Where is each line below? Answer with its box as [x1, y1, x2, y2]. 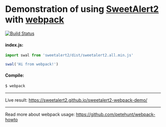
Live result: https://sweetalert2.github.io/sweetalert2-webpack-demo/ [5, 97, 148, 103]
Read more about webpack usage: [5, 111, 75, 117]
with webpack [5, 14, 64, 25]
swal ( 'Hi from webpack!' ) [5, 62, 58, 67]
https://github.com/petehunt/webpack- [76, 111, 156, 117]
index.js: [5, 42, 24, 48]
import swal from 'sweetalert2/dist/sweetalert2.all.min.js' [5, 53, 134, 58]
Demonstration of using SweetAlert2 [5, 3, 159, 15]
